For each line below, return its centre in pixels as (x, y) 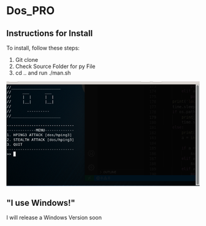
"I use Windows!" (41, 203)
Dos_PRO (31, 11)
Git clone (27, 60)
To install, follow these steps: (43, 48)
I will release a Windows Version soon (54, 217)
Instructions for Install (50, 33)
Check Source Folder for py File (55, 66)
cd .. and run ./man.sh (43, 73)
